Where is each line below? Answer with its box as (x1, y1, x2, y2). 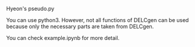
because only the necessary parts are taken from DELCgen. (6, 23, 154, 30)
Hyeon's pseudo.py (6, 5, 55, 12)
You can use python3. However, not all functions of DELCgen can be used (6, 17, 189, 23)
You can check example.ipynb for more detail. (6, 35, 120, 41)
